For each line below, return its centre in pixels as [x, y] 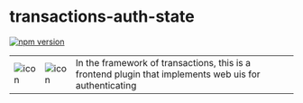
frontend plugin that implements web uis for [168, 74]
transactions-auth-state [102, 17]
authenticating [106, 85]
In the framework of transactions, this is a [163, 62]
